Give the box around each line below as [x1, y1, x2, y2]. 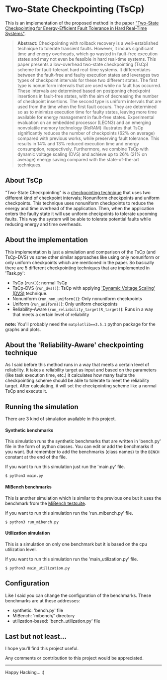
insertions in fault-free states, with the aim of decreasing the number [17, 93, 159, 99]
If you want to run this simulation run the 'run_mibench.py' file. [5, 510, 133, 516]
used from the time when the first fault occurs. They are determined [17, 104, 157, 110]
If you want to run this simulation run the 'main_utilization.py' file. [5, 556, 138, 562]
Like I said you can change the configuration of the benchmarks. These [5, 592, 152, 598]
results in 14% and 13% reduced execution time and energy [17, 140, 139, 146]
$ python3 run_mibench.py [5, 519, 59, 525]
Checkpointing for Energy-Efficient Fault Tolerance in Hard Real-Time [5, 25, 147, 31]
